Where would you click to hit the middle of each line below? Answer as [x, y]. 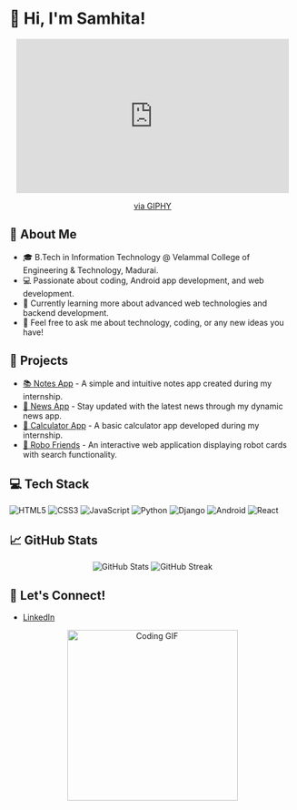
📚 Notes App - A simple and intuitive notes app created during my [147, 383]
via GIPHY [153, 206]
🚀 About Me [43, 234]
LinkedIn [39, 617]
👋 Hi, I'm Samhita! [78, 19]
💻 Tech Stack [49, 484]
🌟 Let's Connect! [58, 595]
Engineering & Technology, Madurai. [90, 270]
